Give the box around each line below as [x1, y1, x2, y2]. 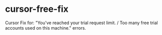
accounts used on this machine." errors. [5, 25, 86, 31]
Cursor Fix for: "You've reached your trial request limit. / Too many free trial [5, 20, 158, 26]
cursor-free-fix [5, 3, 69, 15]
